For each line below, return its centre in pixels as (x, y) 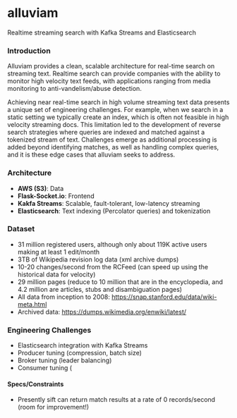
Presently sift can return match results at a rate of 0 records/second (116, 400)
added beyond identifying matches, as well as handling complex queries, (113, 147)
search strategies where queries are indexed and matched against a (106, 133)
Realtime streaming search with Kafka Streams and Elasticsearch (102, 32)
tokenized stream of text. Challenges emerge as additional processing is (112, 140)
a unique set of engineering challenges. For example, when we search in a (115, 110)
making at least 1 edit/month (59, 252)
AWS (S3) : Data (41, 188)
